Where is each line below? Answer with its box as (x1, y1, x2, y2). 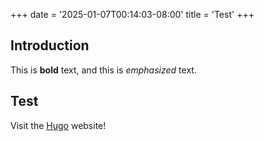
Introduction (10, 37, 90, 54)
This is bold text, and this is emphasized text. (10, 64, 197, 76)
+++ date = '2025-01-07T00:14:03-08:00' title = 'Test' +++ (10, 9, 255, 20)
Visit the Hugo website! (10, 119, 107, 131)
